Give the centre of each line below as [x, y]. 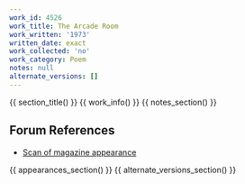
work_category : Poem [48, 60]
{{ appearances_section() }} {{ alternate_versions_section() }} [123, 170]
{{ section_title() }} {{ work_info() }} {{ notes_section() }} [113, 102]
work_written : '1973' [50, 34]
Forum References [62, 130]
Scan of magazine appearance [79, 152]
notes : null [32, 69]
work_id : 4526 [36, 18]
